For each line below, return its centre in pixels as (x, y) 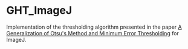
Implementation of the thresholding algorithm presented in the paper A (94, 27)
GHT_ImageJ (39, 10)
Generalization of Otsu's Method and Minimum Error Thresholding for (93, 33)
